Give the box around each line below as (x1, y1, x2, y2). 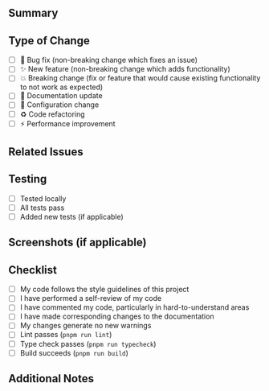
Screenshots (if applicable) (8, 236, 147, 249)
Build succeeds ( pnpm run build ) (19, 348, 128, 357)
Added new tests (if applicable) (19, 212, 124, 221)
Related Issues (8, 145, 84, 158)
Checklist (8, 263, 58, 277)
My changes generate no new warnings (19, 321, 152, 331)
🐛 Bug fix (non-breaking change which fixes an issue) (19, 56, 198, 65)
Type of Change (8, 34, 90, 47)
